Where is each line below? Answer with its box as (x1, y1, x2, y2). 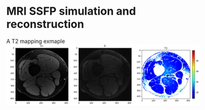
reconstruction (6, 17, 85, 31)
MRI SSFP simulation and (6, 4, 136, 18)
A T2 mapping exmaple (6, 37, 66, 45)
